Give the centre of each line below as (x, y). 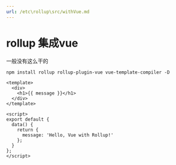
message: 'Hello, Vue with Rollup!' (68, 135)
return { (28, 130)
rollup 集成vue (42, 43)
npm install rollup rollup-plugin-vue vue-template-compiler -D (88, 72)
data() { (22, 124)
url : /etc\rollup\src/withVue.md (48, 12)
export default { (28, 119)
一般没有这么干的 (27, 61)
